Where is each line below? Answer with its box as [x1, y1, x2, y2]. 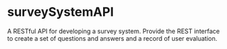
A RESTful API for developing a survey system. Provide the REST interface [7, 27, 220, 35]
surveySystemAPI [7, 4, 114, 20]
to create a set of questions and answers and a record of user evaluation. [7, 34, 218, 42]
